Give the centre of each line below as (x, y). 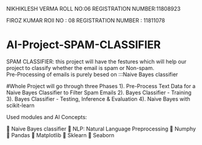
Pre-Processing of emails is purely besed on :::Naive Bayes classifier (92, 74)
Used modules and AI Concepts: (47, 117)
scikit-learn (20, 105)
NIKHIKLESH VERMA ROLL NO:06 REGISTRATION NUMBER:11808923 (93, 9)
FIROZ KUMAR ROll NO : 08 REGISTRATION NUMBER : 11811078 (86, 20)
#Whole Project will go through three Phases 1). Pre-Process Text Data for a (101, 86)
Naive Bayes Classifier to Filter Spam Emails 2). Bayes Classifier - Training (99, 92)
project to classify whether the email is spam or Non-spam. (80, 68)
